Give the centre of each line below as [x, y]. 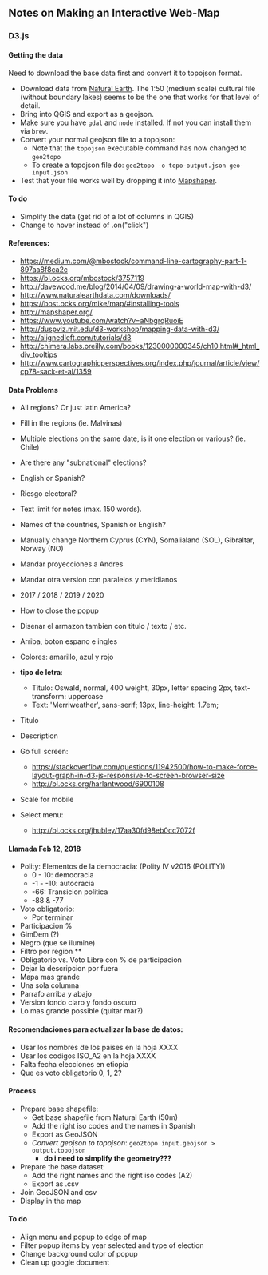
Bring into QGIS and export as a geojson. [87, 114]
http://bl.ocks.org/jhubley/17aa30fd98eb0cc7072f [113, 830]
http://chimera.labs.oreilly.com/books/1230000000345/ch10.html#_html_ [140, 346]
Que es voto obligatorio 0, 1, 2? [71, 1073]
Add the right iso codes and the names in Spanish [114, 1125]
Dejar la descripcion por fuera [69, 969]
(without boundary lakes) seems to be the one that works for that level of [140, 97]
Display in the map [50, 1201]
